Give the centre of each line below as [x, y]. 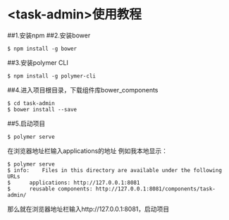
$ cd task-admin [31, 103]
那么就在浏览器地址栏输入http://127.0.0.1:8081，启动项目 [88, 209]
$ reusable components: [50, 189]
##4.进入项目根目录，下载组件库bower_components [83, 90]
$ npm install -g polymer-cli [52, 76]
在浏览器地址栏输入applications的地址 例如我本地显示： [87, 151]
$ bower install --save [42, 109]
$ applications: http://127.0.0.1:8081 [74, 183]
